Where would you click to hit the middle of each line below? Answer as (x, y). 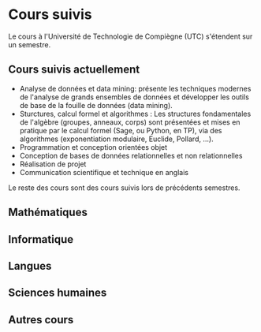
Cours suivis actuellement (74, 70)
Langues (30, 266)
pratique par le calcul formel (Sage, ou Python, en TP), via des (121, 130)
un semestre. (30, 44)
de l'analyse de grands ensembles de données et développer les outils (134, 97)
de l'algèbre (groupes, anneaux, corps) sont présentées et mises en (130, 122)
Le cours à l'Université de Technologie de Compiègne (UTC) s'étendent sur (130, 36)
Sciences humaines (58, 293)
